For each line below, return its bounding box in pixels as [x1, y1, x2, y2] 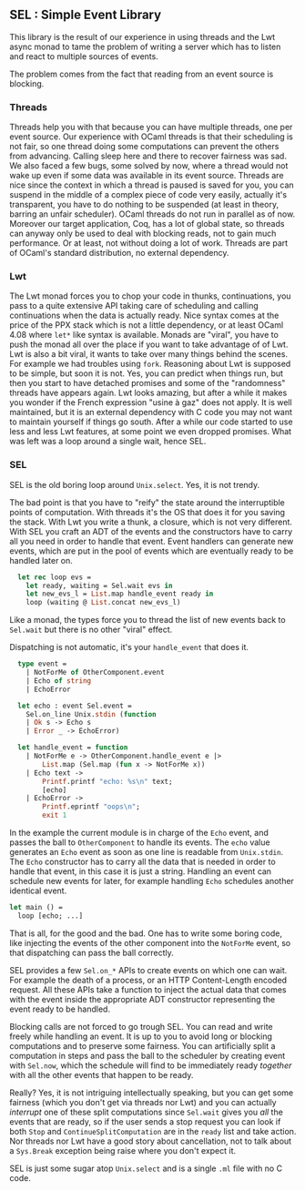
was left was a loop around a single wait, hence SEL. [9, 436, 207, 447]
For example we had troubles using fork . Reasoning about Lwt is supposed [9, 359, 291, 370]
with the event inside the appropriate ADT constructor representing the [9, 993, 276, 1004]
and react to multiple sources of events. [9, 50, 159, 62]
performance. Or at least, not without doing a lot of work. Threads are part [9, 238, 289, 249]
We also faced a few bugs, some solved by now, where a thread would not [9, 160, 289, 171]
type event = [17, 659, 67, 668]
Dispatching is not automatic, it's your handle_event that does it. [9, 642, 249, 653]
